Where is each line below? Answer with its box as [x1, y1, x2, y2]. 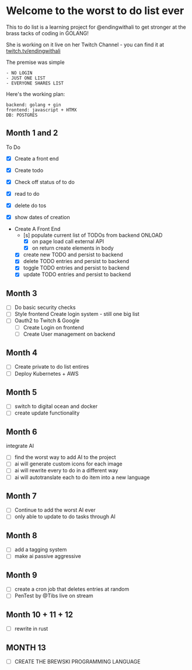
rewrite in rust [14, 625, 48, 632]
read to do [14, 190, 40, 197]
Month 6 [6, 427, 37, 437]
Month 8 [6, 530, 37, 540]
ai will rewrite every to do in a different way [14, 467, 118, 474]
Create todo [14, 166, 44, 174]
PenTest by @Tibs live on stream [14, 592, 93, 599]
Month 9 [6, 570, 37, 580]
